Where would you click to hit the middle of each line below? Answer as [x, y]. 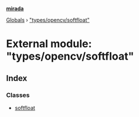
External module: [49, 44]
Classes [18, 95]
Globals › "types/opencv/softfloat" [48, 20]
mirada [15, 9]
